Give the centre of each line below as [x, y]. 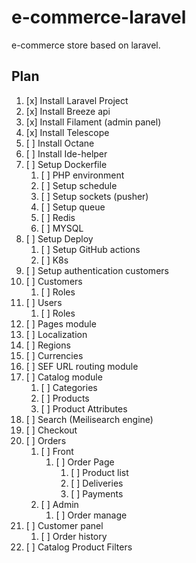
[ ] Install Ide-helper [66, 153]
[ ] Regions [48, 345]
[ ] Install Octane [60, 143]
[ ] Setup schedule [79, 185]
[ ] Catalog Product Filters [79, 547]
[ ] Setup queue [73, 207]
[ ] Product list [99, 472]
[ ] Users [44, 302]
